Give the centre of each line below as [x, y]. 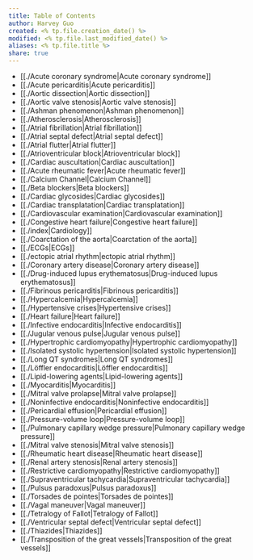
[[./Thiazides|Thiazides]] [61, 531]
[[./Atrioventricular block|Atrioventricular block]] [100, 153]
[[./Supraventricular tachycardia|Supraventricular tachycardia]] [125, 479]
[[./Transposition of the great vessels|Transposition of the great [126, 539]
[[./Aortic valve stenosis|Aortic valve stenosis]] [98, 102]
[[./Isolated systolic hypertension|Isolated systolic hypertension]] [128, 351]
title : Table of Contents [52, 16]
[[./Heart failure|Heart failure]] [70, 316]
